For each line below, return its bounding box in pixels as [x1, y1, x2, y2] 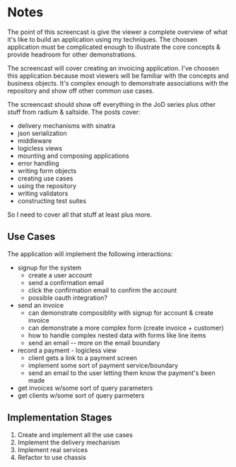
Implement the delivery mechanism [17, 438, 120, 446]
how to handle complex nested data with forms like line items [28, 330, 206, 340]
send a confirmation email [28, 278, 105, 287]
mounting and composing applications [17, 151, 129, 160]
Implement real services [17, 445, 88, 454]
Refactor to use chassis [17, 453, 86, 461]
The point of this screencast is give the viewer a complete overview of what [7, 28, 228, 36]
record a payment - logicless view [17, 346, 117, 354]
